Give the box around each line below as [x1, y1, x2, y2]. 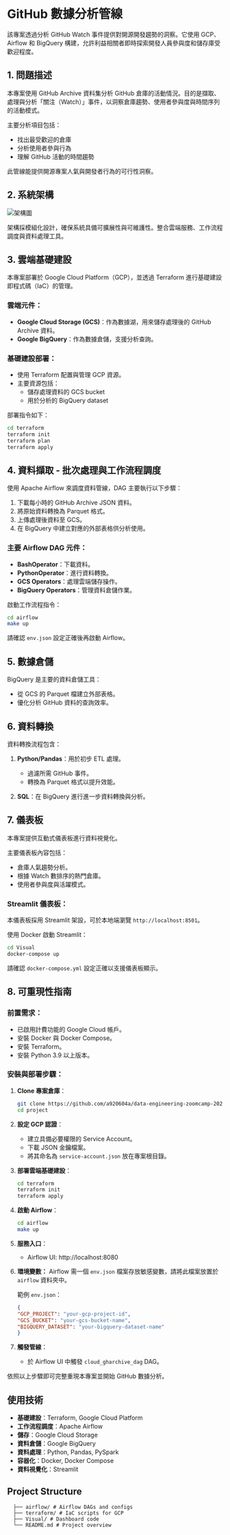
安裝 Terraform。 [16, 1042, 66, 1050]
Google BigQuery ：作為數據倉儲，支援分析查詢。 [16, 334, 157, 343]
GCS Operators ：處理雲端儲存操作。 [16, 577, 121, 586]
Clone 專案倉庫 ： [16, 1086, 66, 1095]
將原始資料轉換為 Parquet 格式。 [16, 507, 110, 516]
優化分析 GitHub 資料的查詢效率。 [16, 698, 113, 707]
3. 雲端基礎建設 [7, 253, 72, 265]
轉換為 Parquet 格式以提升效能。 [27, 777, 119, 786]
